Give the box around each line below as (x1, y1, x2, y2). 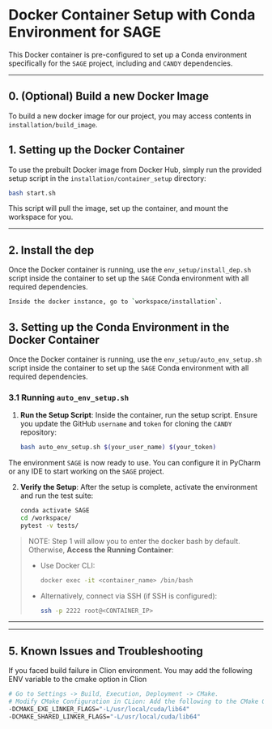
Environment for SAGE (8, 23, 162, 41)
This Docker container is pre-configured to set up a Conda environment (8, 49, 248, 59)
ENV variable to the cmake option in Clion (8, 675, 147, 684)
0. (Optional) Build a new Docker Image (8, 89, 209, 103)
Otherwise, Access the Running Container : (28, 545, 174, 555)
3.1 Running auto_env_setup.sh (8, 392, 130, 403)
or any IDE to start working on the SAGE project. (8, 466, 164, 476)
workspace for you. (8, 212, 74, 222)
